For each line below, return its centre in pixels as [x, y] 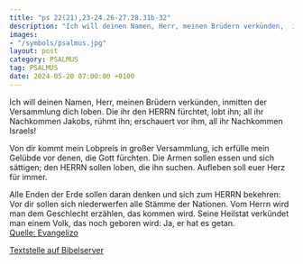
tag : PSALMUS [34, 68]
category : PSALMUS [44, 59]
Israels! [23, 131]
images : [24, 34]
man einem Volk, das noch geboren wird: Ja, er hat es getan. [123, 223]
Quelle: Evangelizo [44, 232]
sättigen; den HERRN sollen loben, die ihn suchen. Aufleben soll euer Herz [147, 167]
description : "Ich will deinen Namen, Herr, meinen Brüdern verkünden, [147, 26]
